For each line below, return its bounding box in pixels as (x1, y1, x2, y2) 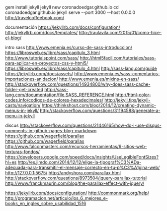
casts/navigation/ (5, 103, 41, 108)
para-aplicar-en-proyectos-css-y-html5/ (5, 60, 88, 66)
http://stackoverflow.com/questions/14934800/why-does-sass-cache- (5, 81, 151, 87)
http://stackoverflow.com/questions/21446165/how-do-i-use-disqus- (19, 122, 162, 128)
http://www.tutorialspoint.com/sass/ (5, 55, 79, 61)
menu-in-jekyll (5, 113, 35, 118)
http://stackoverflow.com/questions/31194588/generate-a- (39, 107, 161, 113)
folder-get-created (5, 87, 44, 92)
